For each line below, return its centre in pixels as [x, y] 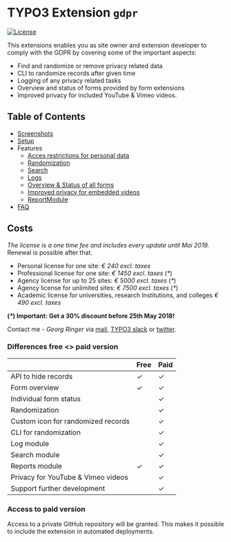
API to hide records [42, 376]
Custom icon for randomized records [70, 421]
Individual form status [46, 399]
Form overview [35, 388]
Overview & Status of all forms [71, 185]
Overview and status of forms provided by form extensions [101, 88]
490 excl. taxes [39, 302]
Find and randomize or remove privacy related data [90, 66]
